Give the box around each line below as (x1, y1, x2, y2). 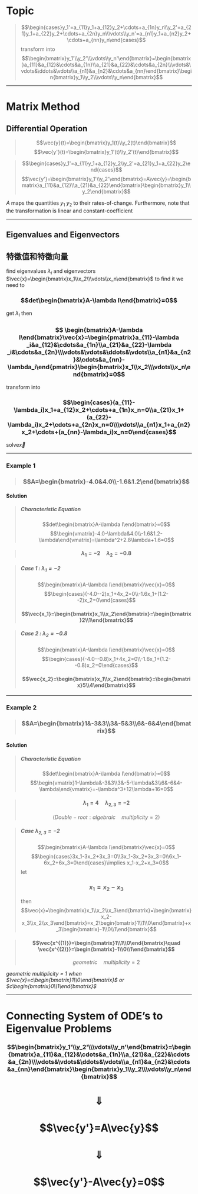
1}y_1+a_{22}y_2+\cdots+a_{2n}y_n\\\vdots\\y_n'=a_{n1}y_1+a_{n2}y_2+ (21, 30, 192, 37)
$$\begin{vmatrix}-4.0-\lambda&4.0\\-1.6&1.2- (49, 530, 163, 537)
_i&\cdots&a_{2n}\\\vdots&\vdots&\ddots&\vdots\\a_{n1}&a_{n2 (6, 348, 192, 356)
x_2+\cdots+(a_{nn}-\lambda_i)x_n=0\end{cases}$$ (21, 428, 177, 436)
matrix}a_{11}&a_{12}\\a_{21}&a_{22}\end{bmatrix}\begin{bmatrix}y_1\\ (21, 182, 192, 189)
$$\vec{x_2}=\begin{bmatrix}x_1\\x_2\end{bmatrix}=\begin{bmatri (22, 675, 191, 682)
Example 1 (6, 462, 36, 470)
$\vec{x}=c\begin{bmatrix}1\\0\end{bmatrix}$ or (6, 976, 125, 983)
